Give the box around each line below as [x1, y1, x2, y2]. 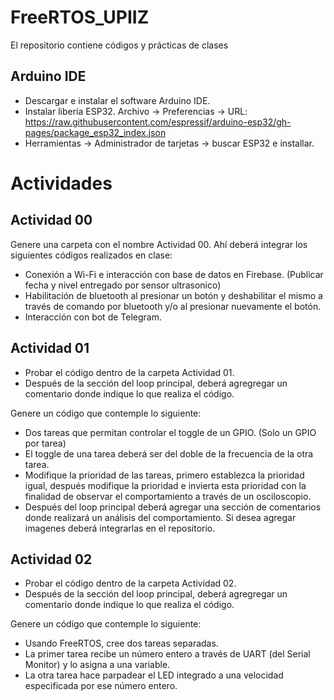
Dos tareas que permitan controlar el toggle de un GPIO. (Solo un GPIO [24, 426, 317, 438]
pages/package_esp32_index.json [24, 126, 167, 138]
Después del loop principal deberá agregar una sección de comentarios [24, 501, 322, 513]
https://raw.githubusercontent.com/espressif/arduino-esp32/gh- [24, 116, 292, 128]
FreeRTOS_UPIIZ [10, 6, 150, 29]
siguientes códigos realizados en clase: [10, 249, 173, 261]
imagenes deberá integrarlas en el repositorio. [24, 522, 216, 534]
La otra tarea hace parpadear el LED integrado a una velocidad [24, 669, 284, 681]
